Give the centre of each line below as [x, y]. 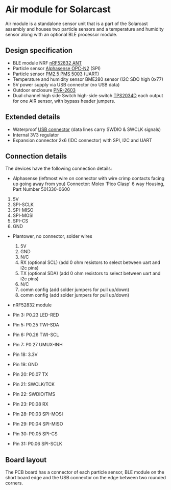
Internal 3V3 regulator [36, 135]
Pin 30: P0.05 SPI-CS [35, 434]
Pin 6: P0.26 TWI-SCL [36, 335]
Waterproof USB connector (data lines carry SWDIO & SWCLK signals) [87, 129]
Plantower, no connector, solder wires [53, 236]
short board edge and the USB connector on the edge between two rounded [86, 478]
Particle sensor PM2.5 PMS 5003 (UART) [56, 74]
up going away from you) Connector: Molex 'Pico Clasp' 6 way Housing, [89, 184]
